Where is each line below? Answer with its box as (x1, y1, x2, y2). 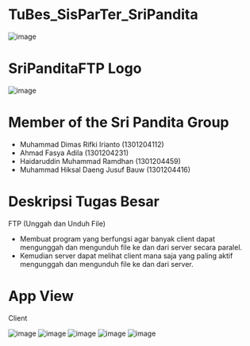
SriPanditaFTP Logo (8, 59, 142, 78)
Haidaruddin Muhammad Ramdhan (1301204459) (19, 156, 181, 165)
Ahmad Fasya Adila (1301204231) (19, 148, 129, 158)
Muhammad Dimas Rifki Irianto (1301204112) (19, 139, 164, 149)
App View (8, 287, 74, 305)
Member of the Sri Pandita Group (8, 113, 229, 131)
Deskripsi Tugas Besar (8, 192, 160, 211)
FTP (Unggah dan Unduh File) (8, 219, 106, 228)
